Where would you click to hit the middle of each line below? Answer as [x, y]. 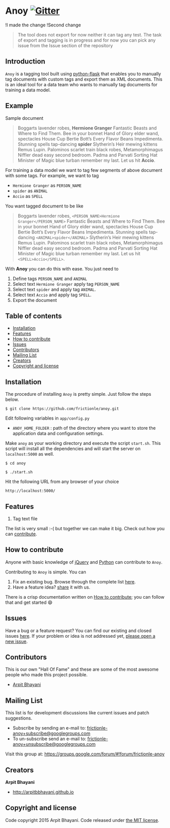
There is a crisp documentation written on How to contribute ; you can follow [85, 597]
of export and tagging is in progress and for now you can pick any [87, 40]
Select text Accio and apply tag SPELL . [52, 295]
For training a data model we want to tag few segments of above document [84, 170]
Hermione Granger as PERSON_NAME [47, 185]
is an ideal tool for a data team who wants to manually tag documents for [81, 84]
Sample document [24, 118]
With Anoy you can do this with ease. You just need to [62, 268]
